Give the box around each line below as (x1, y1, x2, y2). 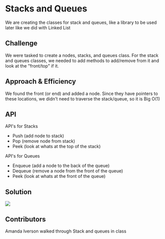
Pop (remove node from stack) (12, 138, 76, 144)
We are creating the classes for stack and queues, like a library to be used (5, 19, 157, 25)
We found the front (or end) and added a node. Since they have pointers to (5, 90, 158, 96)
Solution (5, 187, 32, 196)
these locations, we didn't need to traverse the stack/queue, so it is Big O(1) (5, 95, 161, 102)
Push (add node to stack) (12, 133, 65, 139)
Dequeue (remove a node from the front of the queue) (12, 168, 123, 174)
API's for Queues (5, 153, 40, 159)
